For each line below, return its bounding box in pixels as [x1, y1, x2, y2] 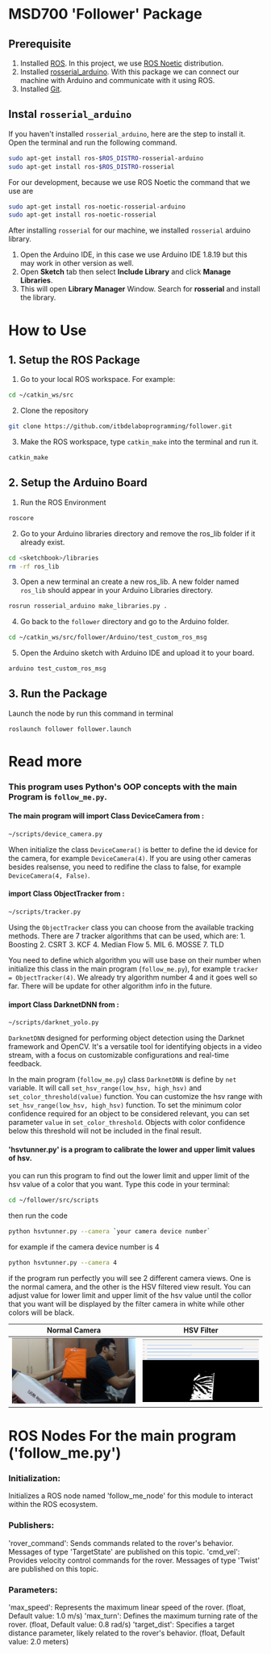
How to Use [8, 321, 87, 339]
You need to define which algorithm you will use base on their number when [8, 955, 261, 965]
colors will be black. [8, 1308, 75, 1317]
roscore [8, 514, 35, 522]
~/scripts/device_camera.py [8, 830, 103, 838]
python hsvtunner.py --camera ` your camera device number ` [8, 1228, 211, 1236]
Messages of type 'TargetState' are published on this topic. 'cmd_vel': [8, 1547, 240, 1556]
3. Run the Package [8, 687, 107, 701]
